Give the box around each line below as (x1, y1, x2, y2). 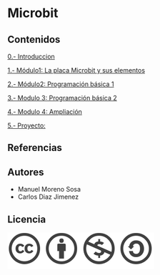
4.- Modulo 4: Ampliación (7, 108, 82, 115)
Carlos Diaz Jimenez (17, 192, 79, 201)
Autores (7, 166, 44, 178)
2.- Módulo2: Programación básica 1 (7, 80, 114, 88)
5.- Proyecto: (7, 121, 46, 130)
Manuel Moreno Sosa (17, 185, 81, 194)
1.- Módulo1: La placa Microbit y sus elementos (7, 66, 145, 74)
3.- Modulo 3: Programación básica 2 (7, 94, 118, 102)
